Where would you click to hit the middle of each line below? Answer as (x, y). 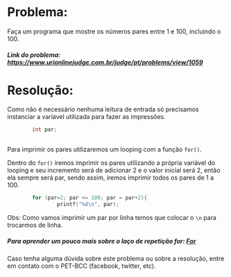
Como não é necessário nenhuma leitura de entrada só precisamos (103, 109)
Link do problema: (34, 55)
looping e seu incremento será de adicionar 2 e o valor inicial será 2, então (114, 171)
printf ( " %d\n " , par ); (88, 205)
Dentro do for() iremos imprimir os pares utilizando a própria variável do (111, 163)
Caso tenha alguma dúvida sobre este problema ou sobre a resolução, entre (116, 258)
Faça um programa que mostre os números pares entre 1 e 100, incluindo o (114, 31)
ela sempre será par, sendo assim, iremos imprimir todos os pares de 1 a (111, 177)
